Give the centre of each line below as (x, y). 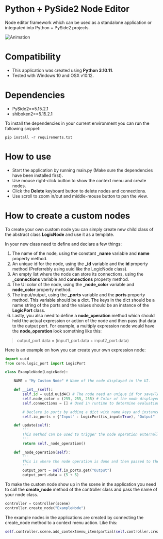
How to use (28, 156)
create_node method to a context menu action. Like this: (61, 522)
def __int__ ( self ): (33, 390)
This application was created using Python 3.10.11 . (62, 70)
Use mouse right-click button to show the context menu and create (79, 180)
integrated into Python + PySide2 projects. (48, 27)
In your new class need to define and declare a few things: (64, 244)
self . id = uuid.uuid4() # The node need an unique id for (82, 394)
